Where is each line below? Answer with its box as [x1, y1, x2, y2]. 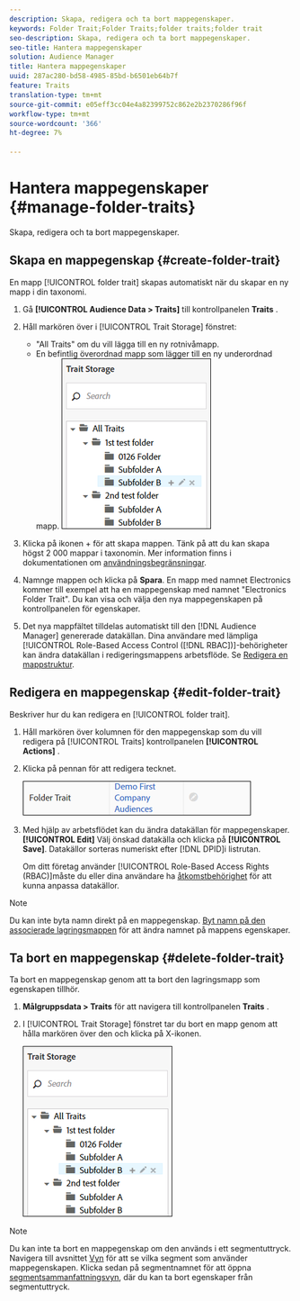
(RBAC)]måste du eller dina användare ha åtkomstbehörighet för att [22, 870, 272, 881]
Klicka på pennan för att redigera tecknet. [22, 763, 177, 773]
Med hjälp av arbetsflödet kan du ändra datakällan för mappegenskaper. [22, 824, 290, 835]
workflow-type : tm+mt [9, 109, 91, 119]
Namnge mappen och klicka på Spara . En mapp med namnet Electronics [22, 574, 292, 585]
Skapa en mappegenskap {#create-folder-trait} [9, 253, 281, 268]
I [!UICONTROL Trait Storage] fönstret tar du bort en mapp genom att [22, 1018, 278, 1030]
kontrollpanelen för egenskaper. [22, 603, 141, 614]
